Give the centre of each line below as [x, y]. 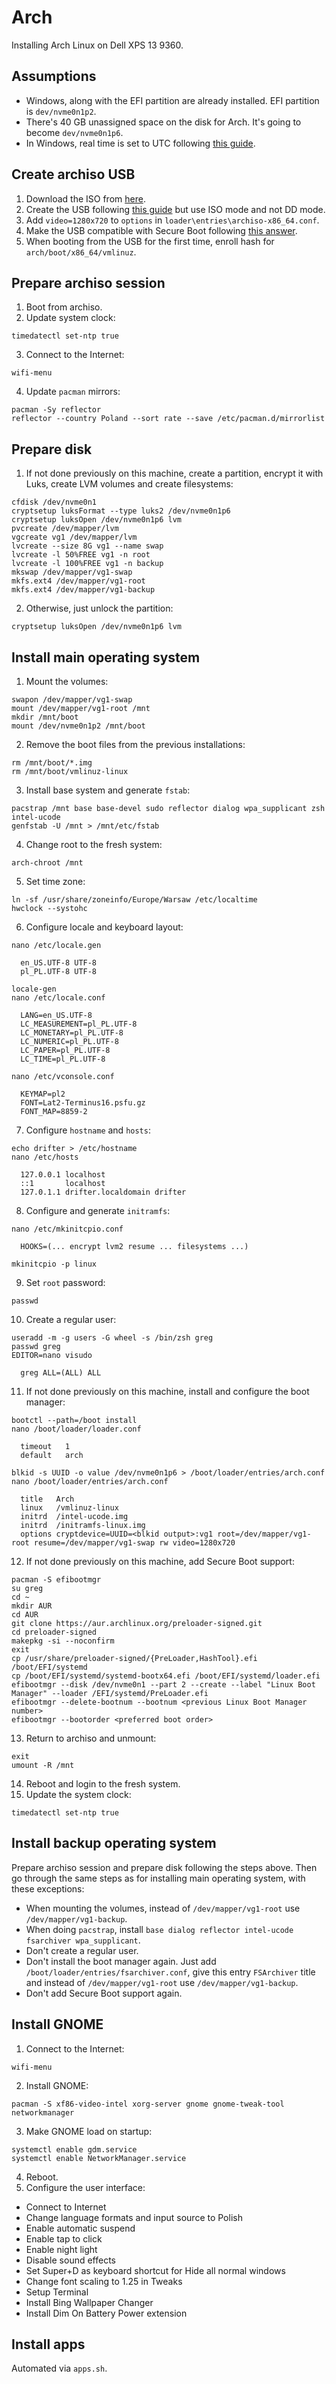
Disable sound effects [71, 2260]
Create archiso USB [73, 174]
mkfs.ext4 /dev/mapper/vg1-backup [83, 590]
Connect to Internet [66, 2207]
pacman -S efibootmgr [56, 1580]
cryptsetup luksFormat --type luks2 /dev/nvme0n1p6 [121, 511]
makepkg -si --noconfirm [63, 1641]
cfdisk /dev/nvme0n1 [54, 502]
